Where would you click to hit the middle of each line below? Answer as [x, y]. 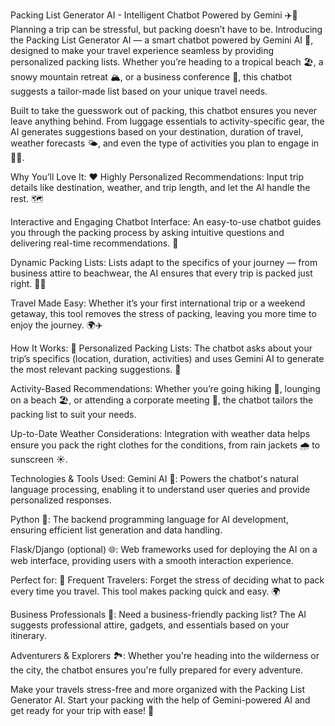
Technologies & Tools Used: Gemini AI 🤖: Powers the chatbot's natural [154, 478]
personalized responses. [61, 500]
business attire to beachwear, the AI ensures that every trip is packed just [161, 273]
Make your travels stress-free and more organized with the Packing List [158, 689]
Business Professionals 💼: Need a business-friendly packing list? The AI [158, 614]
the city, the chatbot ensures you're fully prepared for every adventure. [156, 670]
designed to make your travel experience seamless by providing [142, 50]
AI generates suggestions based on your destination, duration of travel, [157, 132]
